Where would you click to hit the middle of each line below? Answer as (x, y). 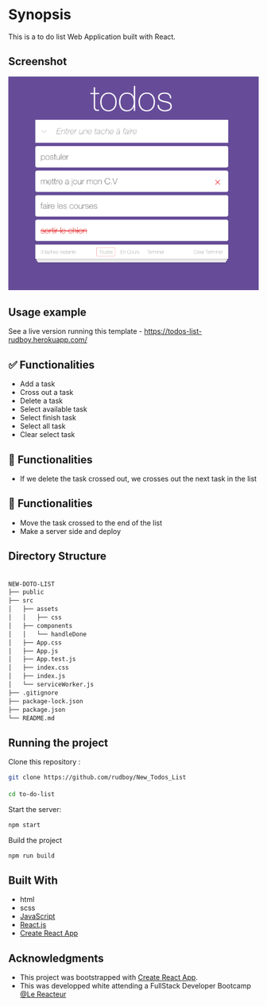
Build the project (35, 840)
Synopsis (40, 15)
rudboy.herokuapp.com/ (48, 340)
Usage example (48, 313)
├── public (26, 592)
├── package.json (37, 710)
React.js (33, 925)
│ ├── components (41, 625)
